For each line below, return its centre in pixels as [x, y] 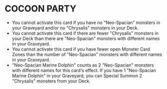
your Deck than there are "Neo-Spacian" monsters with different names [86, 38]
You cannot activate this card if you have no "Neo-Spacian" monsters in [86, 22]
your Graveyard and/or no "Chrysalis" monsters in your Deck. [75, 27]
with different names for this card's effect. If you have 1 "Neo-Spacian [84, 70]
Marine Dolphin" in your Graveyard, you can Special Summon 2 [77, 75]
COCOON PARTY [40, 9]
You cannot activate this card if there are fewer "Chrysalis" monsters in [85, 33]
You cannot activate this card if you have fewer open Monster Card [81, 49]
